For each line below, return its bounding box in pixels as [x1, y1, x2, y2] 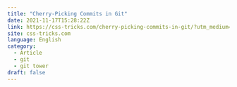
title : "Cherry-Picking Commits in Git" [7, 10, 128, 18]
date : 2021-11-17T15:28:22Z [7, 17, 90, 24]
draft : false [7, 69, 46, 76]
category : [7, 43, 37, 50]
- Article [13, 50, 42, 57]
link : [7, 23, 23, 30]
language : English [7, 36, 61, 43]
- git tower [13, 62, 49, 69]
